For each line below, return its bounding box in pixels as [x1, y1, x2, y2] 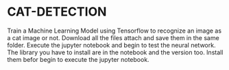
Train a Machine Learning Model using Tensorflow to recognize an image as [7, 27, 221, 35]
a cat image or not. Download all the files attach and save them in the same [7, 33, 219, 41]
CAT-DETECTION [7, 4, 107, 20]
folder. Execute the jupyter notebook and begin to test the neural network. [7, 41, 216, 49]
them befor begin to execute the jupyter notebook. [7, 55, 149, 63]
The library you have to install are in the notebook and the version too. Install [7, 48, 224, 56]
